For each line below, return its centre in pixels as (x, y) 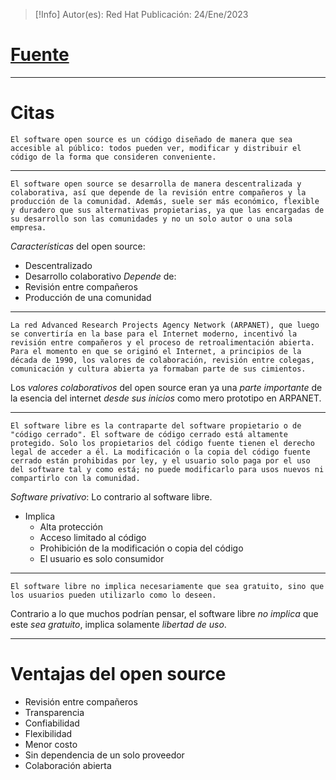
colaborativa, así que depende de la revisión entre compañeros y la (158, 192)
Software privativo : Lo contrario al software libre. (111, 496)
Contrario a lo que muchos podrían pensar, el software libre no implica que (164, 613)
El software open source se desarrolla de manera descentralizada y (156, 184)
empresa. (28, 227)
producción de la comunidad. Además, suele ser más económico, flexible (165, 201)
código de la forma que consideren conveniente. (113, 157)
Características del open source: (78, 246)
